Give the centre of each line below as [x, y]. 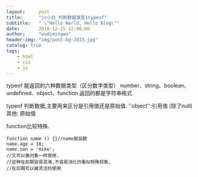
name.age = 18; [25, 144]
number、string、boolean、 [155, 85]
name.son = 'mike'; [31, 149]
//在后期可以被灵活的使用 [34, 169]
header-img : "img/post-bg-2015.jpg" [52, 40]
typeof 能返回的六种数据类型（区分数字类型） [63, 85]
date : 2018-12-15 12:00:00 [48, 29]
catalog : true [24, 46]
